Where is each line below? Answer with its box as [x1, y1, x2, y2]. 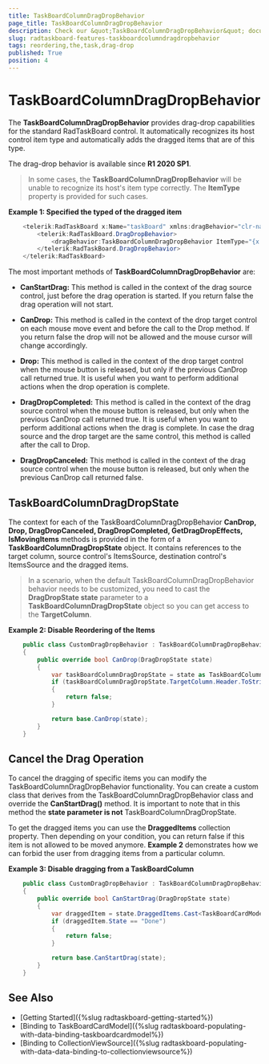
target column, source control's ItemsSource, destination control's [8, 552, 227, 561]
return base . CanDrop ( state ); [50, 715, 149, 723]
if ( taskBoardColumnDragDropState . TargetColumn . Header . [50, 678, 242, 687]
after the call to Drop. [19, 440, 90, 450]
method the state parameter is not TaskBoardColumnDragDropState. [8, 808, 237, 817]
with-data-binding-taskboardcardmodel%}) [19, 1029, 164, 1039]
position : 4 [8, 57, 48, 65]
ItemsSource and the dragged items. [8, 560, 129, 569]
